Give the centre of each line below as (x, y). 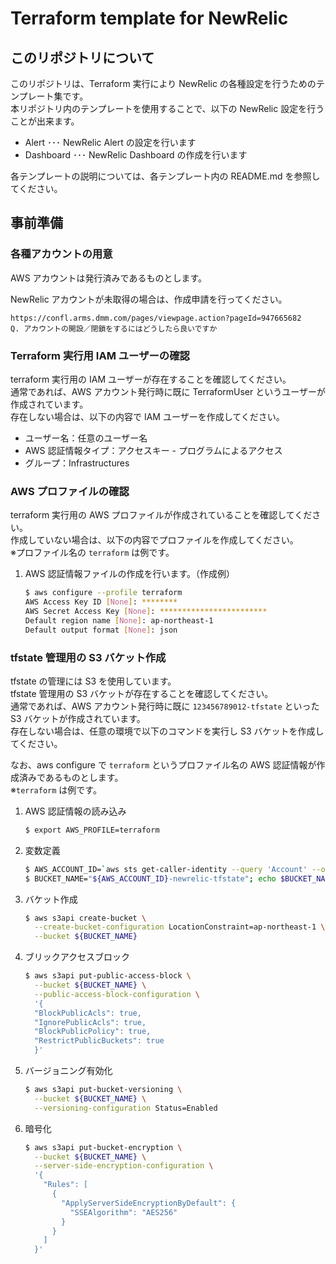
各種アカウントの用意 (61, 254)
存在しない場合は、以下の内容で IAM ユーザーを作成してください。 (147, 416)
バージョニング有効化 (68, 1071)
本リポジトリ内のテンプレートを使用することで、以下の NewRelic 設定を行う (167, 108)
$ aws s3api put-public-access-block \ (108, 976)
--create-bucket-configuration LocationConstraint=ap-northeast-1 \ (180, 927)
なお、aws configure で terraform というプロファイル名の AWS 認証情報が (163, 764)
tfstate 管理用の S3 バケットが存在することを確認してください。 (142, 693)
